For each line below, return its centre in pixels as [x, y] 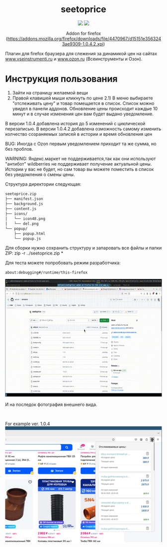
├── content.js [21, 209]
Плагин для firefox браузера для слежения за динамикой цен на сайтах [81, 53]
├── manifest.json [24, 199]
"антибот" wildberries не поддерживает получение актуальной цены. [79, 164]
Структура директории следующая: [43, 184]
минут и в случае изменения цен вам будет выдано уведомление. [83, 114]
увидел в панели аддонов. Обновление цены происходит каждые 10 [85, 108]
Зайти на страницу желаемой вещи [50, 92]
